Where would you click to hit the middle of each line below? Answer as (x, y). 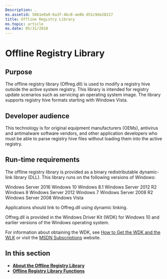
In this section (28, 254)
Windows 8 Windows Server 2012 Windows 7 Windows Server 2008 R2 (79, 192)
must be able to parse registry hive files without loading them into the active (84, 138)
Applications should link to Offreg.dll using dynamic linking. (66, 207)
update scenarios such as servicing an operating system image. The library (83, 95)
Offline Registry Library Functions (49, 271)
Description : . (21, 10)
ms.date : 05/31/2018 (27, 29)
